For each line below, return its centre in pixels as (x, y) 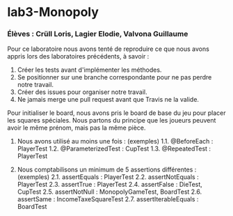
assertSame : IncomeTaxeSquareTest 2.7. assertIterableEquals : (108, 199)
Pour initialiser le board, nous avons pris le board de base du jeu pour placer (116, 113)
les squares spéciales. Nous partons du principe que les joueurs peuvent (112, 121)
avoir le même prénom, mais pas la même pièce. (77, 128)
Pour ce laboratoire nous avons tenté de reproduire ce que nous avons (109, 49)
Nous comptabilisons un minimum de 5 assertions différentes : (107, 170)
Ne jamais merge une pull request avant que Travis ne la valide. (108, 100)
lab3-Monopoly (53, 12)
